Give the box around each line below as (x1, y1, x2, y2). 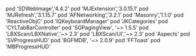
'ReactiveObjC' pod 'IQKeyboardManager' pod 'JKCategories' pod (5, 18, 169, 24)
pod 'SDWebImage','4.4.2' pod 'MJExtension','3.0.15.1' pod (5, 5, 149, 12)
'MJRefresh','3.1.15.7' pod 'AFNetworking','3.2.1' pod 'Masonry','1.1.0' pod (5, 11, 183, 18)
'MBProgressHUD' (5, 43, 51, 50)
